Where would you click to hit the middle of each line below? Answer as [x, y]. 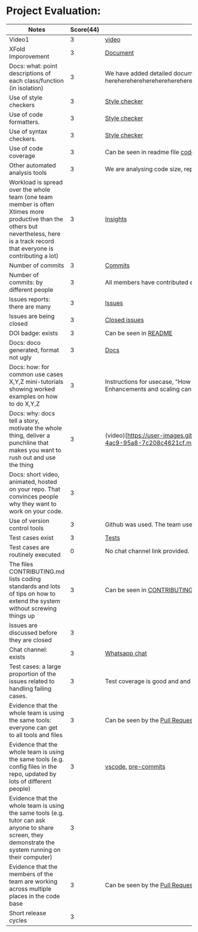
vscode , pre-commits [135, 767]
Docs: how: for [29, 367]
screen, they [26, 835]
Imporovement [29, 56]
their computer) [31, 857]
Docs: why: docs [32, 413]
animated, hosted [33, 482]
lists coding [25, 579]
